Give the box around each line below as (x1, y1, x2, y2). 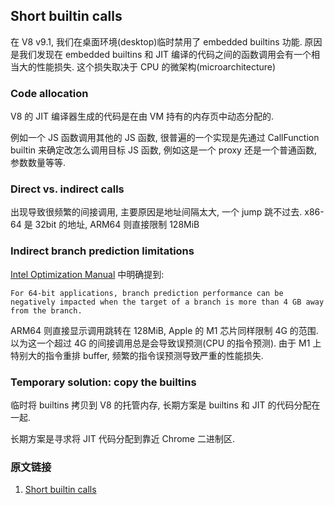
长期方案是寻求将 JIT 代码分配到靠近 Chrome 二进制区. (10, 433, 235, 444)
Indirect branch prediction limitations (10, 244, 195, 258)
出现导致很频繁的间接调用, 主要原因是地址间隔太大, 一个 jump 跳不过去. (10, 206, 303, 218)
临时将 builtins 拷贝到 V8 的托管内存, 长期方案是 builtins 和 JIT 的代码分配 (10, 399, 312, 411)
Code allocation (10, 86, 89, 100)
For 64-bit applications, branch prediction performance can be (10, 288, 284, 298)
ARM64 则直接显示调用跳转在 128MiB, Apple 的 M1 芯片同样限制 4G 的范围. (10, 324, 319, 336)
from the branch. (10, 305, 83, 316)
